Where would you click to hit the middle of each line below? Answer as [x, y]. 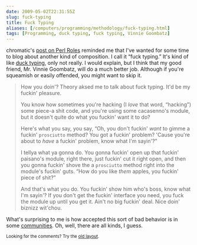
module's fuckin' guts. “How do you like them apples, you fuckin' [99, 171]
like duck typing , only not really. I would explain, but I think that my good [94, 63]
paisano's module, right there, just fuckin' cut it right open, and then [103, 159]
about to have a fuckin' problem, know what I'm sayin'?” [89, 141]
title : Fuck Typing [30, 22]
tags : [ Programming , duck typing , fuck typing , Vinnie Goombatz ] [88, 34]
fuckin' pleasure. [41, 93]
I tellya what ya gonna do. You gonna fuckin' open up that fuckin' [100, 153]
